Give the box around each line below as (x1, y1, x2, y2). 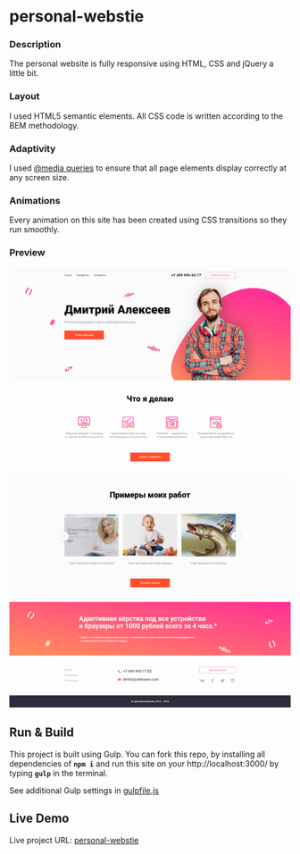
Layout (9, 90, 40, 103)
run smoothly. (9, 224, 60, 235)
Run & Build (9, 725, 74, 741)
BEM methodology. (9, 120, 79, 130)
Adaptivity (9, 142, 56, 155)
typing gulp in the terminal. (9, 767, 108, 778)
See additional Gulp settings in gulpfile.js (9, 784, 159, 796)
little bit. (9, 68, 39, 79)
